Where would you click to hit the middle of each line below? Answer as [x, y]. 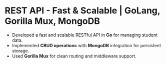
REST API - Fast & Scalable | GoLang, [82, 11]
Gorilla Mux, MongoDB [52, 21]
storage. [20, 51]
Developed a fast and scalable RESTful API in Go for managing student [85, 35]
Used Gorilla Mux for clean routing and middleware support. [74, 56]
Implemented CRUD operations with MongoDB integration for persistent [86, 45]
